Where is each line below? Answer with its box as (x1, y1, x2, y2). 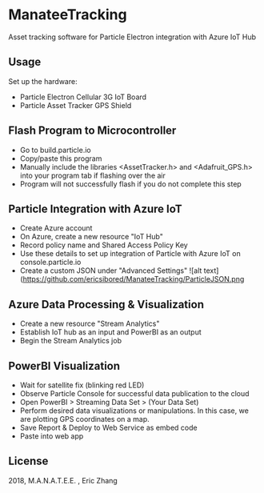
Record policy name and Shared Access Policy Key (19, 240, 188, 250)
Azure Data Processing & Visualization (8, 298, 204, 311)
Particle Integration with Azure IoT (8, 202, 182, 215)
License (8, 455, 49, 468)
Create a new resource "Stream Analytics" (19, 319, 160, 329)
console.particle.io (19, 258, 82, 267)
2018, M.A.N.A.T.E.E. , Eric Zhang (8, 475, 118, 485)
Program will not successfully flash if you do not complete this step (19, 178, 242, 189)
